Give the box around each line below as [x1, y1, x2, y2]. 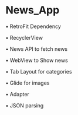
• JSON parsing [5, 102, 44, 109]
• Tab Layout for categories [5, 68, 72, 75]
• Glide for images [5, 79, 50, 86]
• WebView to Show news [5, 57, 68, 64]
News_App [5, 4, 60, 17]
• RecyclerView [5, 34, 43, 41]
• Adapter [5, 90, 30, 97]
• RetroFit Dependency [5, 23, 61, 30]
